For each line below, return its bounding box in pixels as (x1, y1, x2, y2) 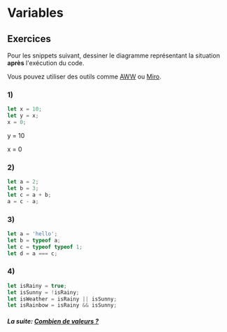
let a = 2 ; (7, 179, 39, 186)
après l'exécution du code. (7, 59, 85, 67)
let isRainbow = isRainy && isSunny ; (7, 302, 117, 309)
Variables (7, 5, 64, 21)
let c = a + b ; (7, 191, 52, 198)
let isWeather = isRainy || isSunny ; (7, 296, 117, 303)
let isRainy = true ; (7, 282, 68, 289)
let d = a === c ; (7, 250, 58, 257)
